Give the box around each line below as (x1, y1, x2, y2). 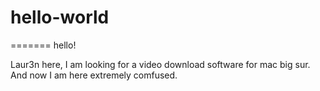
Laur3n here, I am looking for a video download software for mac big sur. (10, 58, 311, 70)
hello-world (10, 6, 110, 29)
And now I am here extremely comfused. (10, 69, 178, 81)
